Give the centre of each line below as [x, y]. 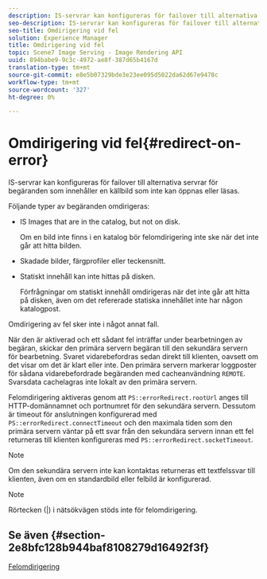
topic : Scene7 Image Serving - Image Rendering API [95, 53]
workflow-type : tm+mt [44, 82]
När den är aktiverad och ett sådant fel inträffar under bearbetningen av [126, 340]
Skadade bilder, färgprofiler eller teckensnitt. [93, 261]
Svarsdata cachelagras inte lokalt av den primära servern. [103, 382]
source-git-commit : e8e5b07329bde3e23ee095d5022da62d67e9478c [113, 75]
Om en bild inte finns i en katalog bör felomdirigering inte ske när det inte [139, 237]
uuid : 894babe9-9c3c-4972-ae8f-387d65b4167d [83, 61]
